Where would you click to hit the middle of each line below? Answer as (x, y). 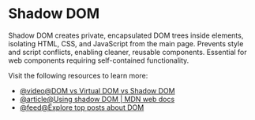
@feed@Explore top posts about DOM (82, 107)
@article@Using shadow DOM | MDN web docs (97, 99)
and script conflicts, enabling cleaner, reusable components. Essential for (127, 52)
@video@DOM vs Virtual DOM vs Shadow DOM (97, 90)
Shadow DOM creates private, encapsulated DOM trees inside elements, (126, 35)
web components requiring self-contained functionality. (99, 60)
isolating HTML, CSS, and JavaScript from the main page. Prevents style (126, 43)
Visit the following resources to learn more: (78, 75)
